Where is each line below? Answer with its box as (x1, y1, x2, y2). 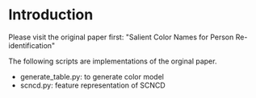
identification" (8, 40, 56, 50)
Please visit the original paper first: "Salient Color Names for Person (8, 32, 234, 42)
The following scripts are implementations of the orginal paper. (8, 56, 217, 66)
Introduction (8, 6, 94, 24)
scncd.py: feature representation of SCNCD (19, 80, 166, 90)
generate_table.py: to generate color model (19, 71, 164, 81)
